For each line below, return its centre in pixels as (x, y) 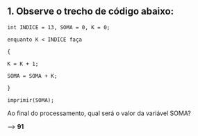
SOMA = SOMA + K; (32, 76)
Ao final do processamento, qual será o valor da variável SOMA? (99, 113)
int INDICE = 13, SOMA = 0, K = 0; (59, 27)
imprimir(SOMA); (31, 100)
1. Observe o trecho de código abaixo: (91, 11)
